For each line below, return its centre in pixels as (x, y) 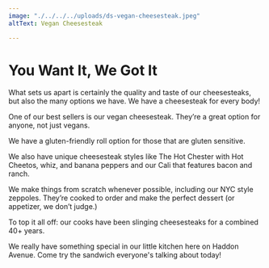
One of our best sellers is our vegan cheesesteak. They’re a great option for (134, 117)
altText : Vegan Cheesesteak (56, 23)
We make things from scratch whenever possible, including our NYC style (131, 190)
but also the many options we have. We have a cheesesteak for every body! (134, 101)
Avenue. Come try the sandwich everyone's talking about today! (115, 255)
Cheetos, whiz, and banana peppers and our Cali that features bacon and (130, 165)
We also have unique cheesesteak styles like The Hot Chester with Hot (126, 157)
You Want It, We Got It (83, 70)
